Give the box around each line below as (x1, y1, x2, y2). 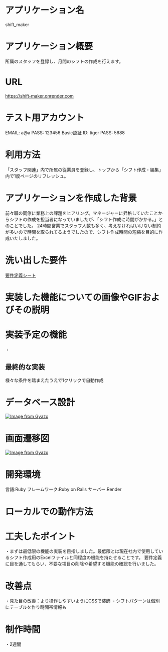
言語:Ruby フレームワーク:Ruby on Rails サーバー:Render (5, 486, 122, 493)
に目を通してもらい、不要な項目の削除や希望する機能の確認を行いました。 (5, 561, 159, 567)
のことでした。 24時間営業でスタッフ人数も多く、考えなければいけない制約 (5, 222, 161, 229)
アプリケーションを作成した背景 (5, 192, 137, 204)
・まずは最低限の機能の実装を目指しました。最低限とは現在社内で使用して (5, 548, 159, 554)
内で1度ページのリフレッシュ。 (5, 173, 69, 179)
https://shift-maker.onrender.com (5, 92, 74, 99)
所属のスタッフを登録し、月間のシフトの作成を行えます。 (5, 58, 124, 64)
